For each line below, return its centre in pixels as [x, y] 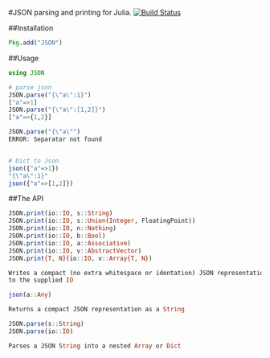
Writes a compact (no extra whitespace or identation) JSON [111, 273]
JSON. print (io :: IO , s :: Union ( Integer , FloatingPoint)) [102, 221]
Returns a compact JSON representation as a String [96, 310]
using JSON [27, 72]
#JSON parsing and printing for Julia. [70, 12]
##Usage [24, 58]
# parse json [30, 87]
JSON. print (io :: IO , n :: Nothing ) [62, 228]
